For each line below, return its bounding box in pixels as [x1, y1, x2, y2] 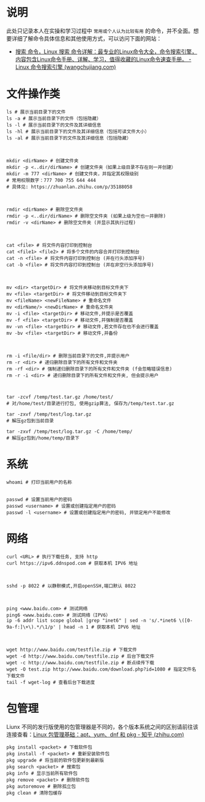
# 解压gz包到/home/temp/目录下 [6, 434, 80, 441]
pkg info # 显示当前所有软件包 [6, 770, 78, 776]
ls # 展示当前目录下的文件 [6, 109, 66, 115]
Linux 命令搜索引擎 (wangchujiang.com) [15, 63, 116, 71]
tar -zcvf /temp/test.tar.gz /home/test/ [6, 394, 114, 400]
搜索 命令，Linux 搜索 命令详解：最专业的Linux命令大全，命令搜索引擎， [15, 47, 198, 55]
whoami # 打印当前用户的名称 [6, 479, 72, 486]
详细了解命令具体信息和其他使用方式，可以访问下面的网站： [11, 34, 162, 42]
